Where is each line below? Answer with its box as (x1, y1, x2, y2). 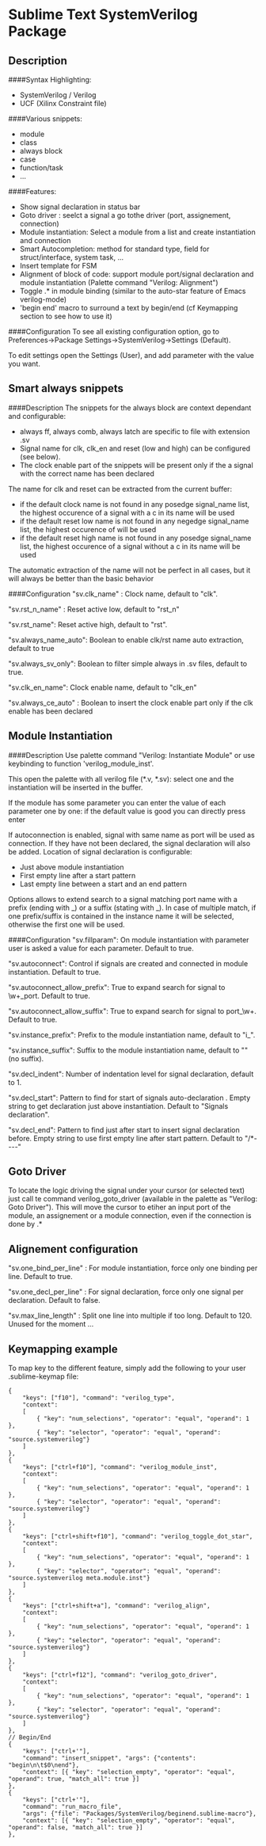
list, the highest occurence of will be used (19, 524, 157, 534)
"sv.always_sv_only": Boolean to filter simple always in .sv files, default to (8, 659, 248, 668)
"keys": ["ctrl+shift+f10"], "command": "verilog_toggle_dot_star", (22, 1532, 253, 1541)
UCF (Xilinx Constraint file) (19, 99, 107, 108)
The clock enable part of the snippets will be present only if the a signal (19, 460, 253, 470)
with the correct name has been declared (19, 469, 154, 478)
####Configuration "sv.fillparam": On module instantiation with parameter (8, 934, 249, 944)
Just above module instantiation (19, 862, 124, 872)
